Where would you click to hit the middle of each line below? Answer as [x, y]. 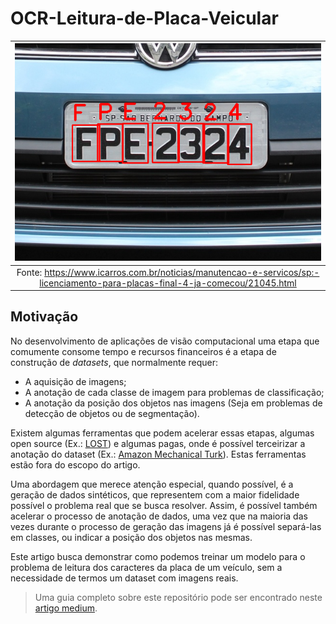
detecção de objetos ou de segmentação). [112, 413]
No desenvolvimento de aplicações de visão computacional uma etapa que [165, 341]
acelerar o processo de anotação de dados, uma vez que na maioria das [159, 516]
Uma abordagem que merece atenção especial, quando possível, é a [152, 484]
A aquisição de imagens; [75, 381]
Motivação [44, 317]
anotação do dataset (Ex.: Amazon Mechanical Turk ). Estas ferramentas [158, 454]
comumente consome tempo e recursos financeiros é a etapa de [143, 351]
